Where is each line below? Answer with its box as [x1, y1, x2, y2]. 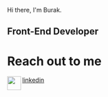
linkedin [22, 76, 45, 85]
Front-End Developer [7, 25, 98, 37]
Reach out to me [7, 53, 102, 69]
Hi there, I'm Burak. [7, 6, 62, 14]
